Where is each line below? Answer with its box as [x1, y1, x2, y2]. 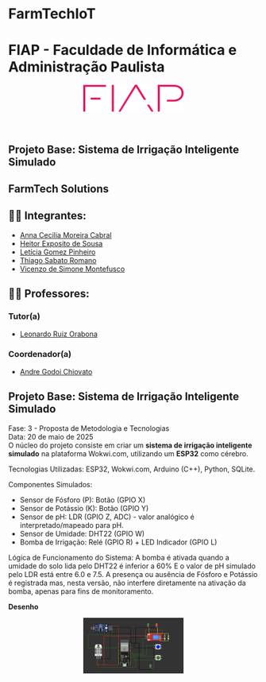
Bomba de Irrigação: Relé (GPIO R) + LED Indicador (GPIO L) [19, 537, 218, 547]
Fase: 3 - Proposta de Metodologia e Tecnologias [8, 423, 170, 433]
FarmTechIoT [8, 5, 97, 23]
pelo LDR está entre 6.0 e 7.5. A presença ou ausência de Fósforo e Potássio [8, 569, 258, 579]
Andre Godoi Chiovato [19, 366, 93, 376]
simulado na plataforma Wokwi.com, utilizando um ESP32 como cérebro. [8, 448, 249, 458]
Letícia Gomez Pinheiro [19, 247, 96, 257]
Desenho [8, 602, 39, 611]
